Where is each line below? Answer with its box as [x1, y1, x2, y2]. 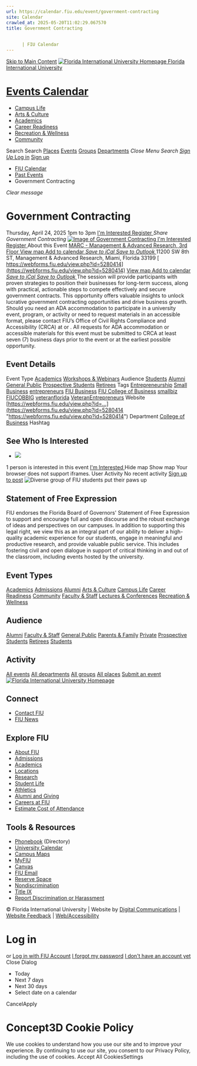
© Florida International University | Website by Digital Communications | [6, 906, 181, 913]
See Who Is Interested [6, 435, 89, 446]
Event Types [6, 570, 53, 580]
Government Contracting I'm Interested [6, 235, 191, 242]
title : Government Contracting [6, 25, 83, 31]
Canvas [14, 863, 34, 870]
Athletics [14, 786, 36, 794]
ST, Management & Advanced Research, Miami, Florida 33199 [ [6, 254, 159, 261]
